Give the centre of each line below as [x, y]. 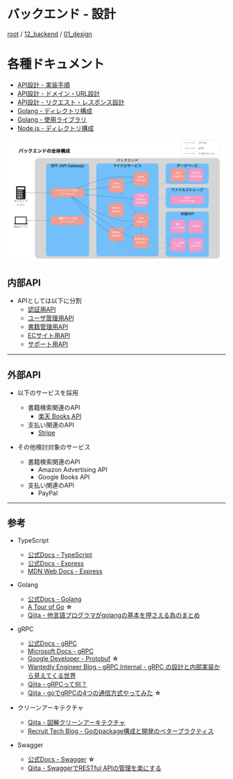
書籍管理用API [48, 327]
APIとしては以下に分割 [49, 301]
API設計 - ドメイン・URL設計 [59, 93]
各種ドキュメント [56, 64]
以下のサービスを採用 [48, 393]
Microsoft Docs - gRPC [61, 651]
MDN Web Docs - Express [65, 571]
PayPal [48, 493]
